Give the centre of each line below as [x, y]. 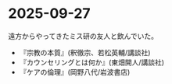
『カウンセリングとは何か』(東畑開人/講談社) [92, 62]
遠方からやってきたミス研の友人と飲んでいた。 [83, 36]
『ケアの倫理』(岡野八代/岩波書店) [75, 72]
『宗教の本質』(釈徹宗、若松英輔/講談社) [85, 52]
